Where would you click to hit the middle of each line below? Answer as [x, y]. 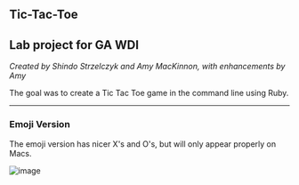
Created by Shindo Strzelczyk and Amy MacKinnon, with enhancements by [147, 67]
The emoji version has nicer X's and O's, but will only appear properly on [143, 144]
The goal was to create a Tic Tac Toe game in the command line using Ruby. [149, 93]
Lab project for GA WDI [74, 45]
